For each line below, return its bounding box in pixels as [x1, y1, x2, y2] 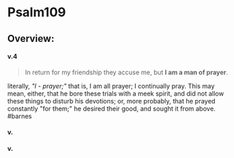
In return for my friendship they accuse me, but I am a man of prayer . [24, 68, 229, 77]
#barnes [7, 111, 32, 120]
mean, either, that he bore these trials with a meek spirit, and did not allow [7, 89, 224, 98]
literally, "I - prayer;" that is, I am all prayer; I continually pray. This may [7, 81, 215, 90]
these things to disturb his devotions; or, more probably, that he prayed [7, 96, 216, 105]
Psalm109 [7, 4, 66, 21]
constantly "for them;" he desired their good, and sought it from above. [7, 104, 216, 113]
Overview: [7, 33, 55, 45]
